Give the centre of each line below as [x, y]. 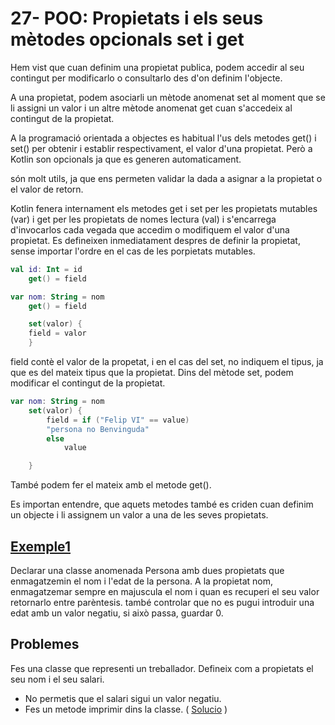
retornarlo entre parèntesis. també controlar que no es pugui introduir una [162, 602]
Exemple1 [40, 546]
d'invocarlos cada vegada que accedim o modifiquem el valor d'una [150, 229]
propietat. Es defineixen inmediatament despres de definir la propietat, [155, 240]
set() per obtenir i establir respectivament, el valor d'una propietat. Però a [161, 148]
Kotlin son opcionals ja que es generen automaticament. [126, 159]
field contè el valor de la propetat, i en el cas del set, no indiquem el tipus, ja [167, 362]
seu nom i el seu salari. [57, 679]
